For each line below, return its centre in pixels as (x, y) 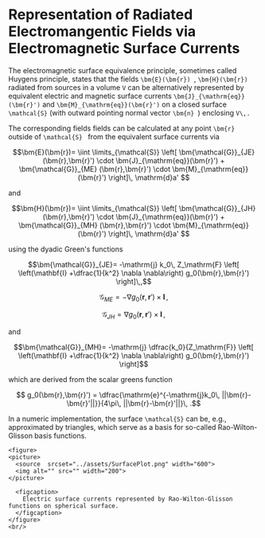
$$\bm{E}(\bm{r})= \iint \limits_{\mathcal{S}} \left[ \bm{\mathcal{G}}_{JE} (134, 152)
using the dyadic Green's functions (66, 249)
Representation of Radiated (101, 15)
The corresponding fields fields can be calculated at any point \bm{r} (122, 128)
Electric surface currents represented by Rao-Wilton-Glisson (128, 499)
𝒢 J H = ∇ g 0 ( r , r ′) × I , (134, 315)
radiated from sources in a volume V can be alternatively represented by (126, 87)
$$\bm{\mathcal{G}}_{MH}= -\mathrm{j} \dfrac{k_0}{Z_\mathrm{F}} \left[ (134, 347)
